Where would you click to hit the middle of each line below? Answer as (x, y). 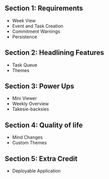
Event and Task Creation (38, 26)
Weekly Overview (30, 104)
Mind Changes (27, 137)
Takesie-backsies (30, 109)
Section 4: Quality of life (44, 125)
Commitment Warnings (36, 31)
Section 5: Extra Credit (41, 158)
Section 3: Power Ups (40, 86)
